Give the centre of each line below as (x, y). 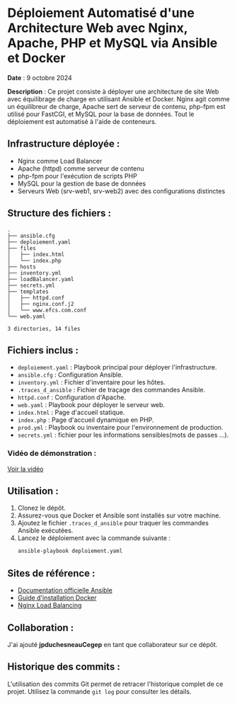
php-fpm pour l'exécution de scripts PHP (77, 176)
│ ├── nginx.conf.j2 (41, 304)
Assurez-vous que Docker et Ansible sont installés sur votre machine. (119, 515)
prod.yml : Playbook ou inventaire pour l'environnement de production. (120, 428)
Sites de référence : (51, 573)
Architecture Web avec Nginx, (98, 28)
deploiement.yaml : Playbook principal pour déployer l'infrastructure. (117, 367)
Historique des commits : (64, 667)
